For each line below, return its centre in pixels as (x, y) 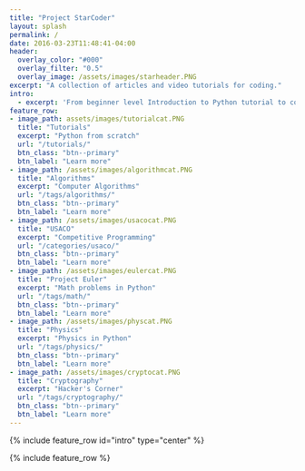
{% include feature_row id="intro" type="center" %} (107, 440)
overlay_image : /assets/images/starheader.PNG (107, 77)
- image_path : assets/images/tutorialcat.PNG (97, 119)
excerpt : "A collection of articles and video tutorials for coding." (146, 85)
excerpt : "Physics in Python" (74, 339)
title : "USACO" (46, 229)
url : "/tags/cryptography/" (71, 397)
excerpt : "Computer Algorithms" (79, 187)
